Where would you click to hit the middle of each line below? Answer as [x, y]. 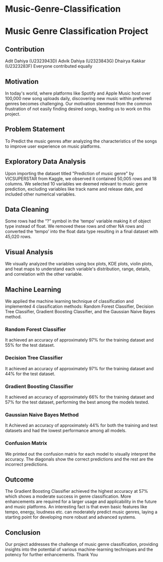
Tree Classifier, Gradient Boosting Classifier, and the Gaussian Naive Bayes [80, 312]
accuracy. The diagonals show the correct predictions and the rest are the [79, 459]
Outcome [19, 479]
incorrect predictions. [27, 464]
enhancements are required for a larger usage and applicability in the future [81, 502]
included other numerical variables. [41, 194]
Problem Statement [35, 130]
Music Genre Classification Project [77, 31]
